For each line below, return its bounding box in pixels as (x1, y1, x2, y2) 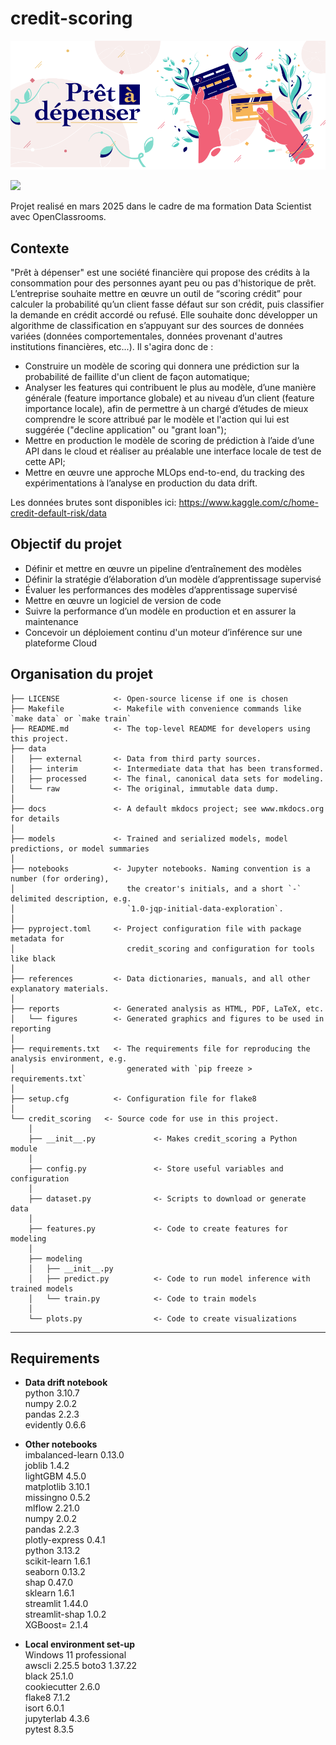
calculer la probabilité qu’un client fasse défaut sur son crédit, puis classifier (10, 298, 325, 310)
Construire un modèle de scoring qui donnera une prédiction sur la (24, 360, 300, 372)
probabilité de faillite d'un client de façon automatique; (24, 370, 250, 382)
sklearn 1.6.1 (24, 1587, 75, 1599)
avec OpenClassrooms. (10, 211, 107, 223)
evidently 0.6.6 (24, 1419, 87, 1431)
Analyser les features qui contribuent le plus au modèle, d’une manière (24, 381, 317, 393)
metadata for (10, 933, 65, 944)
